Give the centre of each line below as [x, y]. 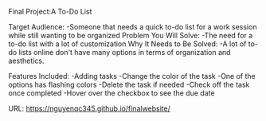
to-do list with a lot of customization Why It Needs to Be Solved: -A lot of [127, 44]
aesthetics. [26, 60]
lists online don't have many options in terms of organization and [125, 52]
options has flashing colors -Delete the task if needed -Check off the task [129, 84]
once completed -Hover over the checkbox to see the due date [111, 93]
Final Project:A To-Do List [50, 12]
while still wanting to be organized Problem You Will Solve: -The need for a [131, 35]
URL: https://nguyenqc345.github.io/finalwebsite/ [90, 108]
